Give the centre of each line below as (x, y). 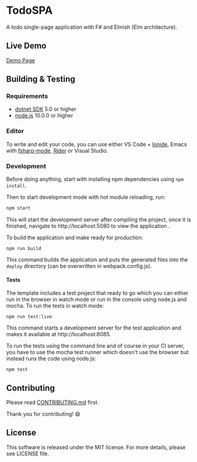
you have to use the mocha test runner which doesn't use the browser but (98, 352)
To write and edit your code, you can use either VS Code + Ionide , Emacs (97, 144)
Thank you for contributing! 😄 (43, 413)
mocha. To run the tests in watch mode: (55, 306)
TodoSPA (29, 10)
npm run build (24, 248)
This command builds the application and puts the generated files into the (97, 259)
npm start (19, 208)
